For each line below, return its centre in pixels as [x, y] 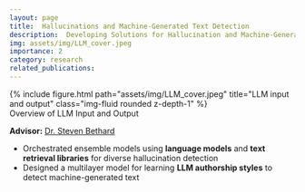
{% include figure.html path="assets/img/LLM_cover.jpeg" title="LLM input [149, 94]
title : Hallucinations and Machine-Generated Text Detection [129, 26]
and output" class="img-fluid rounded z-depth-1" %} [108, 103]
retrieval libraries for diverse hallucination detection [120, 158]
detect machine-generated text [81, 177]
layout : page [34, 18]
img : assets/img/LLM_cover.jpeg [70, 43]
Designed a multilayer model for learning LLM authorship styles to [148, 168]
